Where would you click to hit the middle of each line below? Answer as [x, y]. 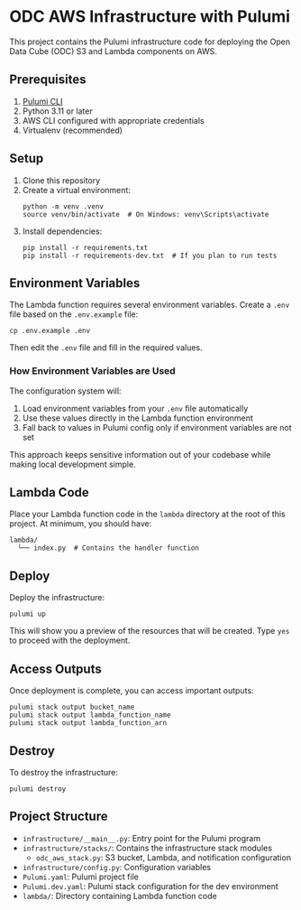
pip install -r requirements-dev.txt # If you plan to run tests [150, 255]
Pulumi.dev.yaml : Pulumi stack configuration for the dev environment [150, 886]
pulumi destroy [38, 789]
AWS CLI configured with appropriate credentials [113, 120]
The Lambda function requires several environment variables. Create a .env [150, 305]
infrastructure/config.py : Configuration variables [117, 867]
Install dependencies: [62, 231]
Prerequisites [48, 80]
